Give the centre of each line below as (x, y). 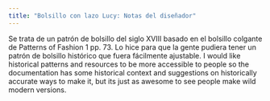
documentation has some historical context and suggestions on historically (133, 72)
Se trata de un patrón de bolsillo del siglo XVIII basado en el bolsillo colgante (135, 38)
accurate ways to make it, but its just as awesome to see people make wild (132, 81)
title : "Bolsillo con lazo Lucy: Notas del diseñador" (102, 16)
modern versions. (37, 90)
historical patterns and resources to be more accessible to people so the (129, 64)
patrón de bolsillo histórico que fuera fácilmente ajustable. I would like (125, 55)
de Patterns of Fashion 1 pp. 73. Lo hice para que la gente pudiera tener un (132, 47)
